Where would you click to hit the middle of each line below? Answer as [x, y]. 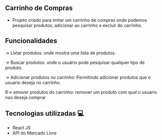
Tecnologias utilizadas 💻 [45, 114]
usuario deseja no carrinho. [33, 82]
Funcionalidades [31, 41]
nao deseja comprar [25, 97]
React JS [21, 128]
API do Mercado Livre [34, 133]
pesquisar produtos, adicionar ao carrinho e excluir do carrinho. [77, 25]
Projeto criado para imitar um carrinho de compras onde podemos [80, 20]
